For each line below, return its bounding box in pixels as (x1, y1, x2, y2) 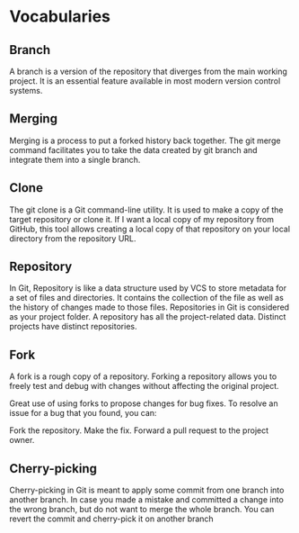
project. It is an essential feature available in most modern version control (9, 76, 281, 86)
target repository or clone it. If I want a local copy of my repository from (9, 213, 275, 224)
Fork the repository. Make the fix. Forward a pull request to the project (9, 425, 269, 436)
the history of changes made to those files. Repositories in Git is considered (9, 302, 290, 312)
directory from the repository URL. (9, 232, 136, 244)
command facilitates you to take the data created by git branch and (9, 144, 258, 155)
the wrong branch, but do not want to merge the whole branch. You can (9, 504, 275, 515)
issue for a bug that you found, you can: (9, 408, 157, 419)
